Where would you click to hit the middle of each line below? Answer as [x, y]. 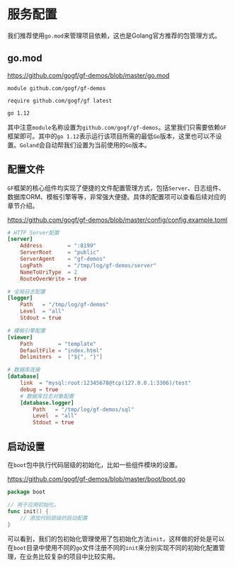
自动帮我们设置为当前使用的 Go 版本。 [98, 145]
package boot [27, 492]
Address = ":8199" [58, 246]
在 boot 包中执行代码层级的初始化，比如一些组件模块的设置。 [94, 465]
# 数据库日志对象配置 [47, 396]
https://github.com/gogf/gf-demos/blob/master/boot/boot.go [96, 479]
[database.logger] [47, 403]
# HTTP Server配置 [33, 232]
